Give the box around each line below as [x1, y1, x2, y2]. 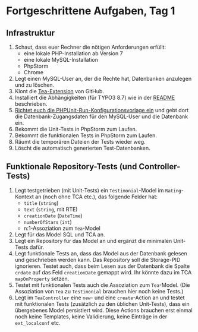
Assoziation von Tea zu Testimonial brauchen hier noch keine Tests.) [14, 287, 184, 295]
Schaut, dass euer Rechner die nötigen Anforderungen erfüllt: [14, 43, 166, 50]
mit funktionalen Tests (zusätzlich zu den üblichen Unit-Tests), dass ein [14, 300, 190, 307]
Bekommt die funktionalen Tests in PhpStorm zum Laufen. [14, 132, 158, 139]
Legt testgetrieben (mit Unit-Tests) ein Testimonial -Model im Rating [14, 186, 181, 194]
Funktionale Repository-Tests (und [6, 162, 137, 172]
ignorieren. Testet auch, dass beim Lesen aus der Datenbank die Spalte [14, 263, 190, 270]
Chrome [23, 69, 43, 75]
